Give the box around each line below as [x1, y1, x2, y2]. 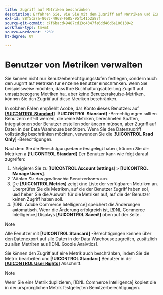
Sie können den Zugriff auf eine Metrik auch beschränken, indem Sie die [5, 250, 150, 256]
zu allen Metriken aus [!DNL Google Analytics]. [5, 241, 98, 246]
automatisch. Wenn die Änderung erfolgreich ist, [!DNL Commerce [12, 207, 145, 213]
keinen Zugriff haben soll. [12, 196, 64, 202]
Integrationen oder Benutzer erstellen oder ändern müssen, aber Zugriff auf [5, 121, 156, 127]
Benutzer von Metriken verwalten [5, 59, 143, 70]
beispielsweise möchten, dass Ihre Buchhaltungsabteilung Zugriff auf [5, 85, 144, 91]
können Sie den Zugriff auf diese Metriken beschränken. [5, 96, 118, 102]
